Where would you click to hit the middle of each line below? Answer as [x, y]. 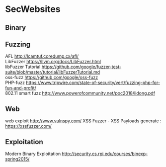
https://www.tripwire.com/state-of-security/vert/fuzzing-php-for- [93, 83]
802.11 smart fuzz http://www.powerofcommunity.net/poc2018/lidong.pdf [80, 93]
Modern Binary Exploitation [33, 154]
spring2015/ [17, 159]
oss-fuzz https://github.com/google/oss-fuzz [52, 78]
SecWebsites [33, 9]
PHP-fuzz [15, 83]
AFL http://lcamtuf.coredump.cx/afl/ [42, 56]
